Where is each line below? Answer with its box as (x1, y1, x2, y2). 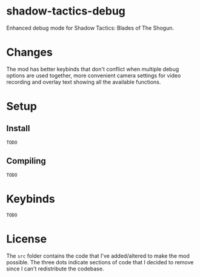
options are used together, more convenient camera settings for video (6, 71, 181, 79)
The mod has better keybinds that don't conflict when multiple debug (6, 65, 179, 73)
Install (6, 123, 30, 134)
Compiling (6, 156, 47, 166)
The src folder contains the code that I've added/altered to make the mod (6, 252, 190, 259)
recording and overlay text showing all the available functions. (6, 78, 161, 85)
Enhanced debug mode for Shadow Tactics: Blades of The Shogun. (6, 24, 175, 31)
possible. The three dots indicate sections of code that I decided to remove (6, 258, 194, 266)
